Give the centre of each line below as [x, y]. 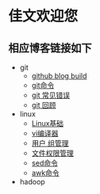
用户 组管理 [50, 143]
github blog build [59, 76]
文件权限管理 [52, 153]
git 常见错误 [51, 95]
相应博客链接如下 [50, 48]
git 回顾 [44, 105]
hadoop [32, 182]
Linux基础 [48, 123]
